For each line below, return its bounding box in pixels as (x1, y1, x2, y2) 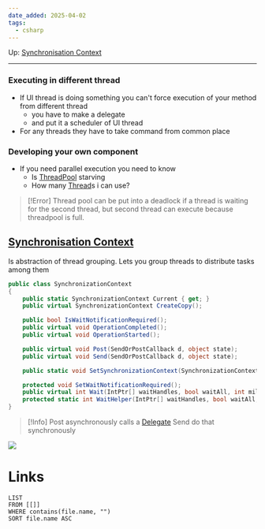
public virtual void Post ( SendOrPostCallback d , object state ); (22, 345, 238, 353)
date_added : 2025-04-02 (8, 11, 87, 20)
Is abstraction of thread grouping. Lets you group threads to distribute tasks (8, 256, 255, 266)
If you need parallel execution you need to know (19, 163, 176, 173)
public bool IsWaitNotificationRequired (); (22, 316, 168, 324)
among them (8, 265, 50, 274)
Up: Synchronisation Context (8, 48, 102, 58)
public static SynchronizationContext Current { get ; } (22, 295, 211, 303)
